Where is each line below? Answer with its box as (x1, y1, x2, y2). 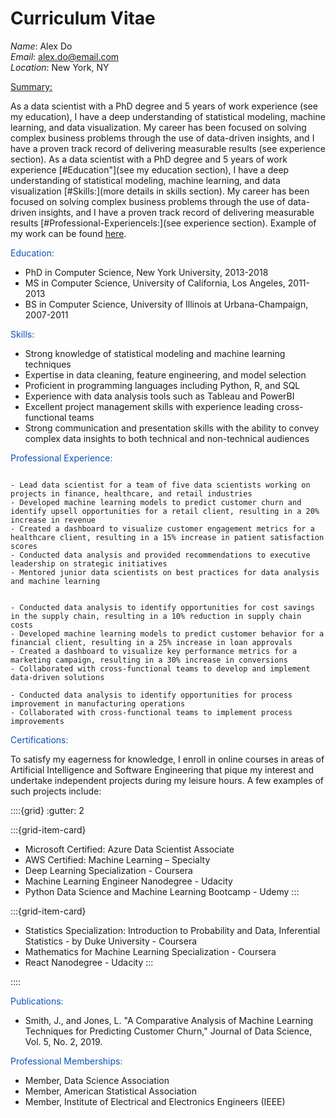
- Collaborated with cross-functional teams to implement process (10, 707, 293, 717)
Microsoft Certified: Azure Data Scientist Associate (24, 843, 235, 855)
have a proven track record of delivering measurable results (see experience (10, 142, 326, 154)
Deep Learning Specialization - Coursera (24, 864, 193, 876)
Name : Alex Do (10, 40, 73, 52)
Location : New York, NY (10, 61, 110, 73)
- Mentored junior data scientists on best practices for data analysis (10, 567, 320, 577)
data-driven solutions (10, 672, 105, 682)
